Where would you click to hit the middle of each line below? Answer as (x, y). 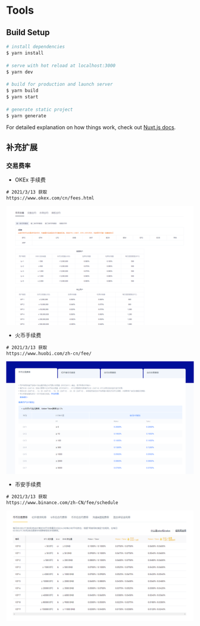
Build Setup (28, 32)
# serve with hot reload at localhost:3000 (61, 65)
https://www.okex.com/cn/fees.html (50, 198)
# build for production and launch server (60, 84)
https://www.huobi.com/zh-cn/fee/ (49, 354)
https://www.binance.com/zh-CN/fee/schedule (62, 503)
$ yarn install (25, 53)
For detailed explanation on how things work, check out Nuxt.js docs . (91, 127)
